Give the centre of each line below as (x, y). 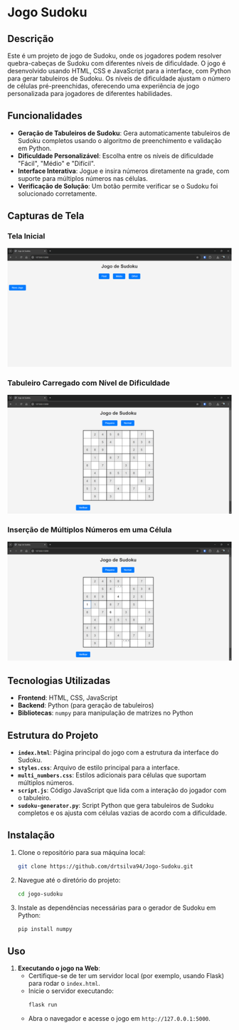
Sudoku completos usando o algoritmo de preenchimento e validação (119, 140)
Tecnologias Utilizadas (59, 680)
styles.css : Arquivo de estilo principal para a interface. (99, 767)
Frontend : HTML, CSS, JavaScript (68, 698)
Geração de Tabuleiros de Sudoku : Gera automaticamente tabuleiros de (124, 133)
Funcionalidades (45, 116)
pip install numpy (45, 929)
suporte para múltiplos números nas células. (83, 178)
